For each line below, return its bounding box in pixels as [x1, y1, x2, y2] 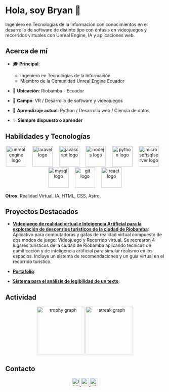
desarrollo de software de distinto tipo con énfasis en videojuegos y [5, 26, 147, 32]
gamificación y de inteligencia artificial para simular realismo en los [12, 248, 153, 254]
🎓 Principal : [12, 60, 40, 67]
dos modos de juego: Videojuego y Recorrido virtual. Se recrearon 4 [12, 237, 155, 243]
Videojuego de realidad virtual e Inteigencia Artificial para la [12, 221, 142, 227]
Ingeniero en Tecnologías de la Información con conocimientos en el [5, 21, 148, 27]
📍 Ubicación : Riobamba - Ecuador [12, 87, 85, 93]
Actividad [5, 293, 36, 302]
